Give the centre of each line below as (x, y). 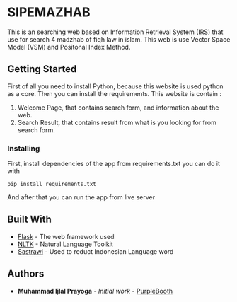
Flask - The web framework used (66, 236)
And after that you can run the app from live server (81, 197)
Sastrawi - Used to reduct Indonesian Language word (96, 251)
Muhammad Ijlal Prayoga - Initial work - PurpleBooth (95, 291)
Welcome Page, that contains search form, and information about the (118, 108)
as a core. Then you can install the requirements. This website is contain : (114, 93)
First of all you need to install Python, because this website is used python (116, 86)
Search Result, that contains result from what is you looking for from (117, 122)
